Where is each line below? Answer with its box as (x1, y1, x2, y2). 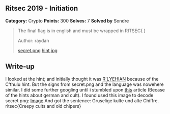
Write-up (5, 62, 35, 71)
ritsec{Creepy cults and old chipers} (5, 103, 81, 109)
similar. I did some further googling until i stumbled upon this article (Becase (5, 86, 165, 93)
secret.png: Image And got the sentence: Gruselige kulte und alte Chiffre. (5, 97, 159, 104)
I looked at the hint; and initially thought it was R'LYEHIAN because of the (5, 76, 159, 82)
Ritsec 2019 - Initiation (5, 4, 78, 13)
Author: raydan (17, 37, 49, 43)
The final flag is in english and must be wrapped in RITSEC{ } (17, 28, 146, 34)
